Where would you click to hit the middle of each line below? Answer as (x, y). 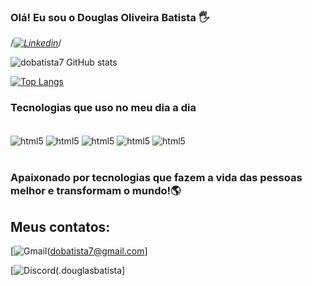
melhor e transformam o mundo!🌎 (96, 191)
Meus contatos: (60, 226)
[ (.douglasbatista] (68, 270)
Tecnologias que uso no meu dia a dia (103, 108)
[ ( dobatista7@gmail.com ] (79, 251)
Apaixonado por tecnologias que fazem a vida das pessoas (156, 178)
